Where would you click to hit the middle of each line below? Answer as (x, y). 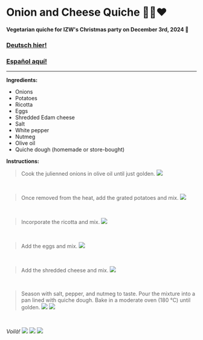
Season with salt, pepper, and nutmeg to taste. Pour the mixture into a (108, 293)
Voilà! (13, 331)
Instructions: (23, 161)
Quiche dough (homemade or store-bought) (70, 149)
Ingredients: (22, 80)
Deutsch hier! (27, 45)
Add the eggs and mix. (49, 246)
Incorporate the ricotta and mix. (60, 222)
